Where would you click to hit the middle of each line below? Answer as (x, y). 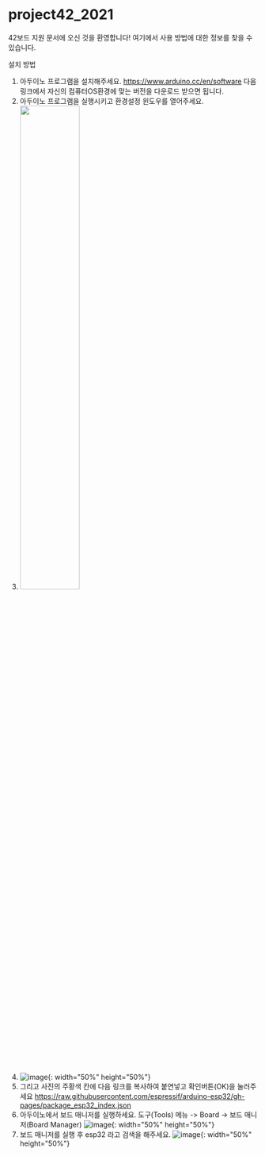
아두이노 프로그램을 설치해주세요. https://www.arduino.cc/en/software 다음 (138, 81)
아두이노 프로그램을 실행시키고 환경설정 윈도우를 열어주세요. (112, 101)
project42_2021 (61, 15)
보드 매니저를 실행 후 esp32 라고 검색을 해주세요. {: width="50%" (136, 1134)
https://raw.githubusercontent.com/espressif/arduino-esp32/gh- (140, 1096)
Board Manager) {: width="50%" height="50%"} (122, 1124)
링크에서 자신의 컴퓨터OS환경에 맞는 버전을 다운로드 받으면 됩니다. (121, 91)
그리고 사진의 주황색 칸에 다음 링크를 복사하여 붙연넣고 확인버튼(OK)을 (127, 1086)
